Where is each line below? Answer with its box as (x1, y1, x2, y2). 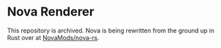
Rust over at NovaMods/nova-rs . (7, 33, 100, 41)
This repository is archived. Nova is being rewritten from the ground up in (7, 26, 215, 34)
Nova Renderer (7, 4, 95, 20)
